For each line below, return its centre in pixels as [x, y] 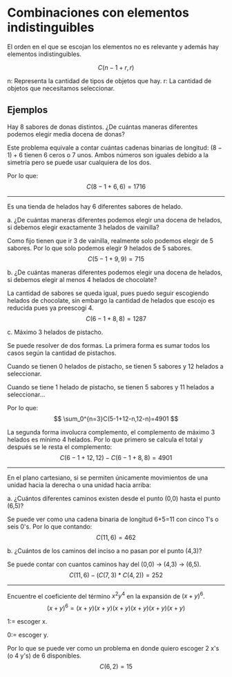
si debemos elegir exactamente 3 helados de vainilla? [83, 227]
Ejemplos [28, 110]
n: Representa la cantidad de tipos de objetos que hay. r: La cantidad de [109, 80]
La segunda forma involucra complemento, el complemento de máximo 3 [111, 432]
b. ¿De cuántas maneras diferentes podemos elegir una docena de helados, [115, 272]
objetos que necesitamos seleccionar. [61, 88]
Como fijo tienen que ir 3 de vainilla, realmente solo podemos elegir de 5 [110, 240]
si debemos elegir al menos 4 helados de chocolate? [82, 279]
